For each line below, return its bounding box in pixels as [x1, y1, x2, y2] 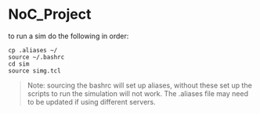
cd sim [8, 60, 30, 68]
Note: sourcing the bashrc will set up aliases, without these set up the [27, 80, 252, 90]
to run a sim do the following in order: [8, 31, 129, 41]
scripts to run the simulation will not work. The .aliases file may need [27, 88, 249, 98]
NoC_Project [8, 5, 92, 23]
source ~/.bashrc [8, 53, 65, 61]
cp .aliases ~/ [8, 46, 58, 54]
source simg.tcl [8, 66, 61, 75]
